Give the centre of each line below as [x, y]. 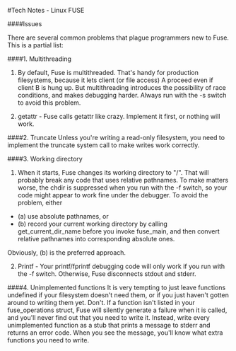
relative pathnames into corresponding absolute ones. [96, 239]
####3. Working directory [45, 159]
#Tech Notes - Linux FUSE [46, 10]
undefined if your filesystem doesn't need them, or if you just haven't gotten [118, 295]
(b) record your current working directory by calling [93, 224]
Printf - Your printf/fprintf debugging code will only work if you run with [121, 266]
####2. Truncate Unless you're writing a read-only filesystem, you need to [116, 138]
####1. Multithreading [40, 59]
